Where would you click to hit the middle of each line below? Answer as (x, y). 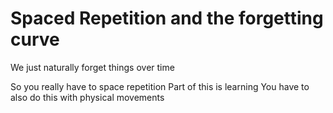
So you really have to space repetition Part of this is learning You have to (160, 86)
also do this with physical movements (87, 97)
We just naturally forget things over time (92, 67)
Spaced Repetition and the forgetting (167, 18)
